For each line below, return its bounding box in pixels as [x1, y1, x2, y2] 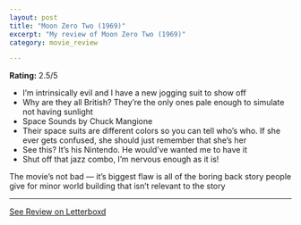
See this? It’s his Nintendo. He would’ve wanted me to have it [21, 145, 248, 155]
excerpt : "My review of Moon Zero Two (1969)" [9, 29, 186, 38]
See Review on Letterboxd [9, 206, 107, 217]
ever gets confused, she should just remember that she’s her [21, 135, 247, 146]
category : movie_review [9, 37, 99, 47]
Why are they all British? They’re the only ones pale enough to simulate [21, 97, 285, 108]
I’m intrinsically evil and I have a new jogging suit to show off [21, 87, 246, 98]
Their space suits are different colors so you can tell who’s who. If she [21, 126, 281, 137]
